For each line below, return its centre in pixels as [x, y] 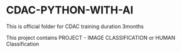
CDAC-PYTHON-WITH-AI [70, 10]
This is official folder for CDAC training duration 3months [75, 26]
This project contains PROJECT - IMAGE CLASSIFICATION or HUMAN [91, 37]
